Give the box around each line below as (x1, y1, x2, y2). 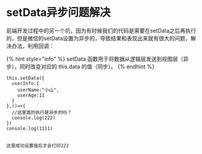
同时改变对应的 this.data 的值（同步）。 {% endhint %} (19, 62, 155, 70)
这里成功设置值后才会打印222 (6, 142, 69, 148)
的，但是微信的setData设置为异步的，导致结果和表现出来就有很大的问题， (6, 34, 191, 42)
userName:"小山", (17, 87, 60, 93)
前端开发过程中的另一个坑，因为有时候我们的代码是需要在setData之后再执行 (6, 27, 197, 34)
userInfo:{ (12, 80, 40, 86)
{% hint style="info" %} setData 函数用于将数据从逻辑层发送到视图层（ (6, 55, 184, 62)
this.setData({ (6, 75, 45, 81)
